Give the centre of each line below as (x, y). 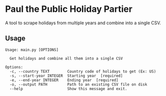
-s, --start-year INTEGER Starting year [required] (66, 76)
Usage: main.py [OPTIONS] (32, 50)
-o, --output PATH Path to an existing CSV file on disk (79, 84)
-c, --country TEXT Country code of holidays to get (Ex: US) (83, 71)
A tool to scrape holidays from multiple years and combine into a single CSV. (83, 23)
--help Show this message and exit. (68, 89)
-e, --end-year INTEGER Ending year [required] (64, 80)
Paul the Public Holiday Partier (69, 9)
